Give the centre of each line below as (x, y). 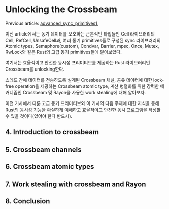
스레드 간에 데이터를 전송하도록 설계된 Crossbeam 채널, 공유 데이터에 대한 (79, 80)
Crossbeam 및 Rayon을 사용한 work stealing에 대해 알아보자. (84, 92)
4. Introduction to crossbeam (52, 132)
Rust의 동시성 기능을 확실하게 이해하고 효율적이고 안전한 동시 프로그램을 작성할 (83, 110)
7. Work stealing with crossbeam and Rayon (76, 184)
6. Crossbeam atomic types (50, 167)
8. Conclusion (28, 201)
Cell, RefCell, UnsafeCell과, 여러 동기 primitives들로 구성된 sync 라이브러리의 (83, 40)
